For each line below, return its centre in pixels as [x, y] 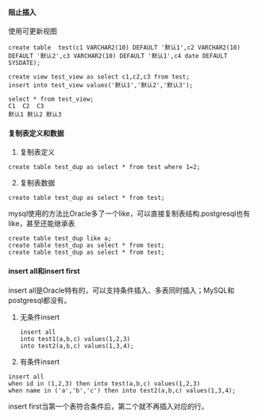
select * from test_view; [51, 99]
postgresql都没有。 [40, 300]
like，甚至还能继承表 [42, 224]
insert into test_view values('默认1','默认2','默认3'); [101, 86]
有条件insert [40, 362]
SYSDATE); [25, 63]
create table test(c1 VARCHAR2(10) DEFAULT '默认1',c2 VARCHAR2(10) [124, 48]
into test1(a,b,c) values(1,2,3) [75, 339]
